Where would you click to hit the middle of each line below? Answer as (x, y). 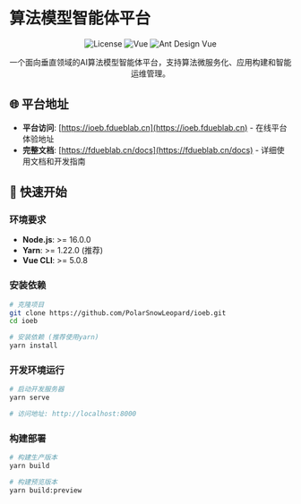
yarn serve (30, 398)
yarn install (34, 346)
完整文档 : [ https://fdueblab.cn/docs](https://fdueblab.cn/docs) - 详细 (150, 149)
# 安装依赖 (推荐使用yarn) (54, 337)
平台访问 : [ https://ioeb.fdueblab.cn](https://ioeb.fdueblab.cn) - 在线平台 (155, 127)
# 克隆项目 (27, 304)
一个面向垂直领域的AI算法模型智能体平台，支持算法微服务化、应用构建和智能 (150, 62)
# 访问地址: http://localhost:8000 (73, 414)
